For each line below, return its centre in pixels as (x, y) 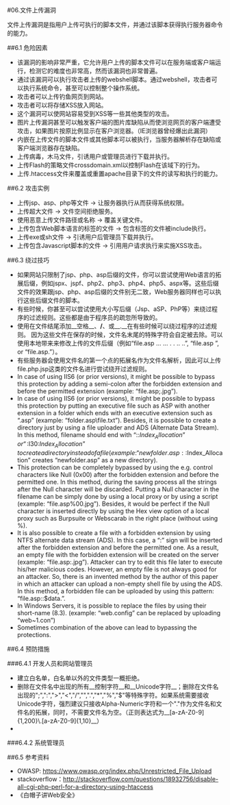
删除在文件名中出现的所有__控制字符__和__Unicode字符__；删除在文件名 (118, 686)
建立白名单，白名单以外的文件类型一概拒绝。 (80, 678)
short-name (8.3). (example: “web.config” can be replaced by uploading (119, 612)
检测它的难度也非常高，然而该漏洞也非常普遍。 (95, 71)
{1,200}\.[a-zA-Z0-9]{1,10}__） (60, 721)
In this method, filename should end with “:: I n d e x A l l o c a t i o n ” (101, 436)
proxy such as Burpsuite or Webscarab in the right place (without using (117, 518)
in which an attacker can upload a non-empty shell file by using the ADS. (119, 584)
